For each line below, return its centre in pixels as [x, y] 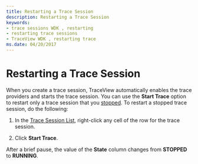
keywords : [18, 22]
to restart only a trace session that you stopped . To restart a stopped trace [97, 102]
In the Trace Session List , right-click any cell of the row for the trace [97, 120]
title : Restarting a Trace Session [50, 12]
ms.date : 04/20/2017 [32, 45]
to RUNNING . [22, 155]
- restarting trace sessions [42, 34]
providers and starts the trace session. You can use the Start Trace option [96, 96]
